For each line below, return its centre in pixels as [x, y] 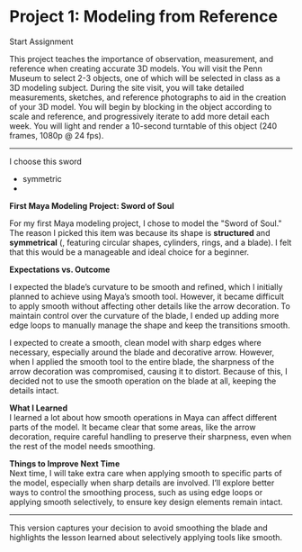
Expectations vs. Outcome [60, 269]
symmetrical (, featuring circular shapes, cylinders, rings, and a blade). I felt [151, 242]
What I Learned [39, 408]
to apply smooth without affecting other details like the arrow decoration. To [150, 306]
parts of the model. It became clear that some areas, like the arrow [133, 427]
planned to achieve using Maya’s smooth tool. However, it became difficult [147, 296]
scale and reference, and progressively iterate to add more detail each [139, 116]
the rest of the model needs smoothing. [82, 446]
